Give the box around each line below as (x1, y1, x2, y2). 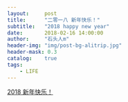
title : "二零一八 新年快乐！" (7, 17, 100, 23)
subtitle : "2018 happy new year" (7, 23, 110, 30)
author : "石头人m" (7, 36, 70, 43)
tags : (7, 61, 23, 68)
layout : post (7, 10, 57, 17)
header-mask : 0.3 (7, 49, 57, 56)
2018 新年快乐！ (7, 88, 53, 96)
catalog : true (7, 55, 57, 62)
